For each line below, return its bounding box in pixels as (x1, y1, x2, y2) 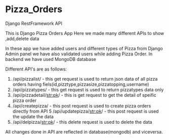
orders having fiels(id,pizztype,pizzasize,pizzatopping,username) (12, 81, 149, 87)
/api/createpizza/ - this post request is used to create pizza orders (12, 102, 151, 109)
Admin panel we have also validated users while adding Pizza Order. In (5, 51, 153, 57)
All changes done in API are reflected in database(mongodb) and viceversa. (5, 128, 163, 135)
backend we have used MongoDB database (5, 56, 96, 62)
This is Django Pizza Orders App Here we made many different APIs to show (5, 30, 164, 36)
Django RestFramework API (5, 20, 62, 26)
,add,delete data (5, 36, 39, 42)
